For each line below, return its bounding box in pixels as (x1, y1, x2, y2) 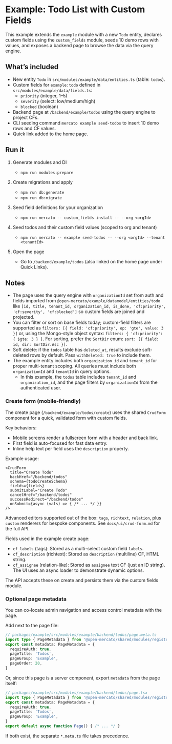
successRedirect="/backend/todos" (10, 497, 83, 502)
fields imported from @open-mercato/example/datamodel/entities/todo (12, 298, 161, 304)
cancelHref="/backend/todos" (10, 492, 72, 498)
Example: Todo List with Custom (5, 4, 145, 15)
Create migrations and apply (12, 179, 73, 185)
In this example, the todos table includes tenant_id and (20, 374, 137, 380)
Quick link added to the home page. (12, 131, 89, 137)
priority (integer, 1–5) (20, 92, 68, 98)
